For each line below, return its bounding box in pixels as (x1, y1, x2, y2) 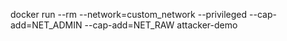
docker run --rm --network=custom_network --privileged (10, 9, 248, 20)
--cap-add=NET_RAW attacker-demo (84, 19, 238, 31)
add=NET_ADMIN (10, 19, 83, 31)
